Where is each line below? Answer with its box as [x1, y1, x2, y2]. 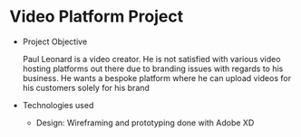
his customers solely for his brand [22, 82, 150, 93]
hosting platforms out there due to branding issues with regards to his [22, 63, 284, 74]
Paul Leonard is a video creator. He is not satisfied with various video [22, 53, 281, 64]
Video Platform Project [9, 6, 184, 27]
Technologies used [22, 99, 94, 110]
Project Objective [22, 36, 88, 47]
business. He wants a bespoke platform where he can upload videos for [22, 72, 292, 83]
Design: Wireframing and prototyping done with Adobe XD [35, 117, 255, 128]
